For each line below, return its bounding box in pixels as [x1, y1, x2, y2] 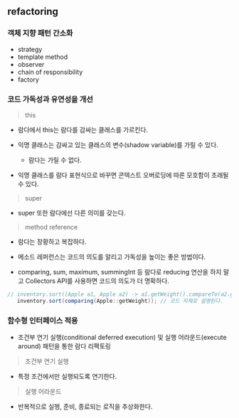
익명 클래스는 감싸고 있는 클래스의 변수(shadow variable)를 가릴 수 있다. [17, 140, 218, 149]
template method [17, 53, 68, 61]
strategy [17, 45, 43, 53]
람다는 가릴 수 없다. [28, 156, 82, 164]
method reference [24, 223, 78, 231]
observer [17, 60, 45, 68]
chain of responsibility [17, 68, 83, 76]
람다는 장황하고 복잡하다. [17, 237, 87, 246]
